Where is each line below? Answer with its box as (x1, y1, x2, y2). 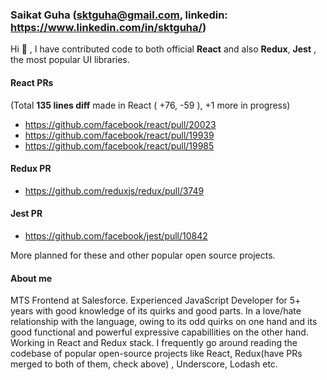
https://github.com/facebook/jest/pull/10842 (24, 229, 208, 242)
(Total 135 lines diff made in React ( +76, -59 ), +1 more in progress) (10, 99, 291, 111)
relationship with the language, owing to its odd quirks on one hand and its (10, 316, 318, 328)
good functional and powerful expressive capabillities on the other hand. (10, 326, 309, 338)
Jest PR (10, 208, 43, 220)
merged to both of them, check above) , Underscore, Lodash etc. (10, 358, 278, 370)
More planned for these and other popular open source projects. (10, 249, 276, 261)
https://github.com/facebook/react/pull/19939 (24, 129, 215, 141)
